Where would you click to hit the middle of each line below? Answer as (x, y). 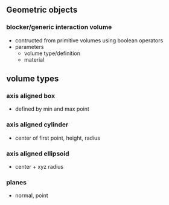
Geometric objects (42, 10)
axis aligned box (31, 96)
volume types (33, 79)
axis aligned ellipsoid (38, 154)
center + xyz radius (39, 166)
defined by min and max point (52, 109)
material (34, 59)
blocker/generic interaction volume (59, 27)
